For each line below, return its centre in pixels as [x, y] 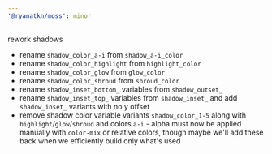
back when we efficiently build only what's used [100, 141]
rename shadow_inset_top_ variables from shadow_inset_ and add [128, 97]
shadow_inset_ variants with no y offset [84, 106]
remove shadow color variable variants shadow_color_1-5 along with [133, 115]
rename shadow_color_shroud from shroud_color [99, 80]
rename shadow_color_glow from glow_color [92, 72]
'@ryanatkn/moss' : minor [50, 16]
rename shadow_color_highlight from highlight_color [110, 63]
